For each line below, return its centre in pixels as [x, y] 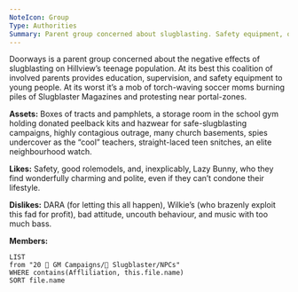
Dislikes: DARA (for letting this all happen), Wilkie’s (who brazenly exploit [143, 205]
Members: [29, 241]
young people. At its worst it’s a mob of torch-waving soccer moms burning [147, 87]
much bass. [31, 224]
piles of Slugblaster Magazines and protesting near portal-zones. [128, 97]
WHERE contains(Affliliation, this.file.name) [97, 273]
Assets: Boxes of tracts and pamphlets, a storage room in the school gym [144, 114]
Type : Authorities [43, 26]
